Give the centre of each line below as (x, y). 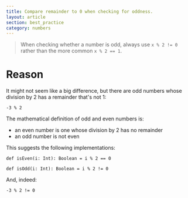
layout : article (26, 17)
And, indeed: (21, 180)
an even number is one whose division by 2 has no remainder (88, 130)
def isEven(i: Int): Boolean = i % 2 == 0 (59, 159)
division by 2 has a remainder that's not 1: (56, 97)
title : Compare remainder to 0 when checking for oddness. (80, 11)
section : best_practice (35, 22)
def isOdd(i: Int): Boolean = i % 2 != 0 (57, 169)
